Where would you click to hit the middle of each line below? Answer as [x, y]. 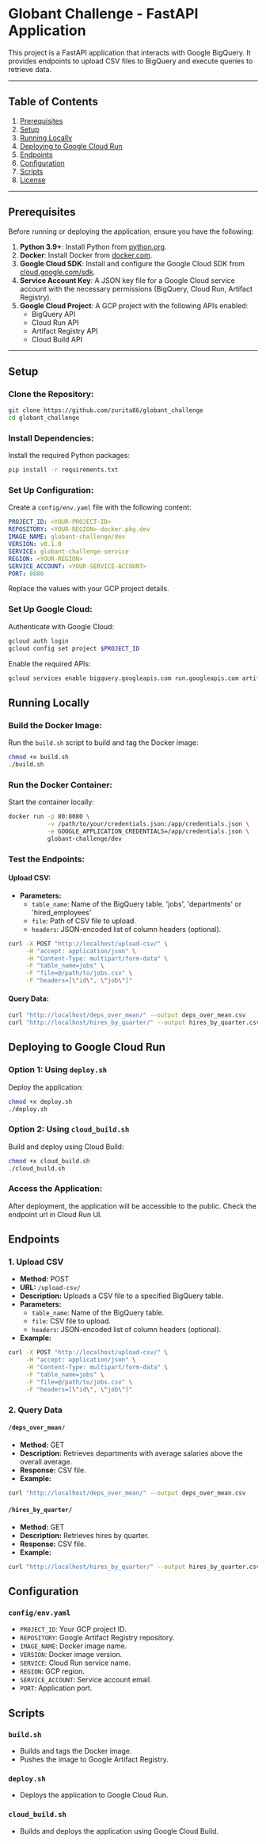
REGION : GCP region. [52, 1671]
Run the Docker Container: [61, 785]
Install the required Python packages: [69, 456]
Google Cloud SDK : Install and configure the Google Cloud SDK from [132, 263]
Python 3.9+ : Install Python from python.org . [93, 246]
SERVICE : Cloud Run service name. [75, 1663]
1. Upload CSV [36, 1262]
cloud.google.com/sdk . [57, 272]
